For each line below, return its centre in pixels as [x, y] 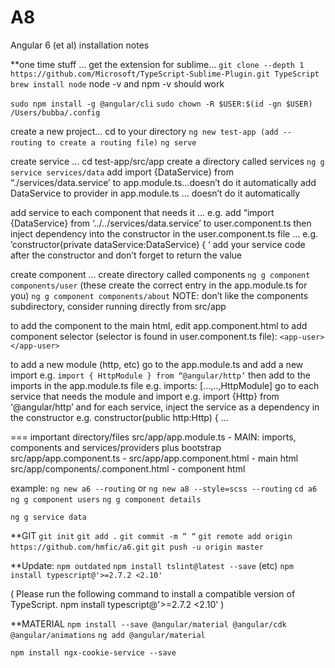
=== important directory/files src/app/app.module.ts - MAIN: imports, [153, 437]
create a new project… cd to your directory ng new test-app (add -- [151, 131]
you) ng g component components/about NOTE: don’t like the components [159, 295]
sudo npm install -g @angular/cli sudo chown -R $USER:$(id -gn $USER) [161, 104]
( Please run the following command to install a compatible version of [153, 593]
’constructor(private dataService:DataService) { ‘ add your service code [158, 244]
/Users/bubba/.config [55, 112]
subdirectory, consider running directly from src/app [118, 306]
